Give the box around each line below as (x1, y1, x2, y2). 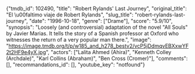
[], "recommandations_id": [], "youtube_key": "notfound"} (6, 61, 145, 68)
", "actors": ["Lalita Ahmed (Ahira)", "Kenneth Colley (46, 49, 172, 55)
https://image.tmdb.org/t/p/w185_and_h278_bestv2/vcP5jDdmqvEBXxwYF (8, 42, 189, 49)
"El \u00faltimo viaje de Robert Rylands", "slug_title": (6, 11, 134, 18)
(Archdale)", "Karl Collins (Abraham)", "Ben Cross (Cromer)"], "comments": (6, 55, 188, 62)
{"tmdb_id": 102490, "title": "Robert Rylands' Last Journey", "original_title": (6, 5, 187, 12)
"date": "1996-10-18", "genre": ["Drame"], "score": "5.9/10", (29, 18, 173, 24)
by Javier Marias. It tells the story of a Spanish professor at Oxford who (6, 30, 179, 37)
